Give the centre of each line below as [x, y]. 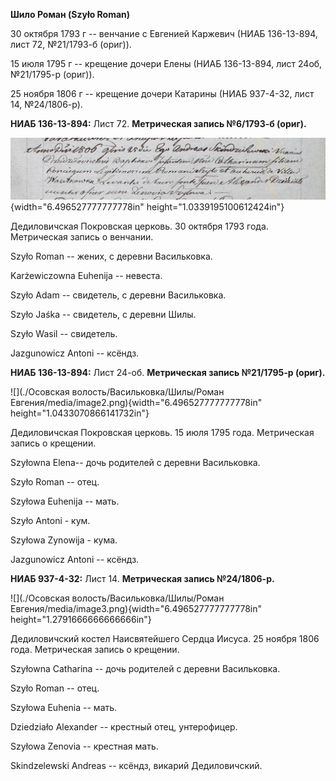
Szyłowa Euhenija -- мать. [65, 501]
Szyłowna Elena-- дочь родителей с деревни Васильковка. [135, 462]
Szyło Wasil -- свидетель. [64, 333]
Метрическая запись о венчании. [82, 236]
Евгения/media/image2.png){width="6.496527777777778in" [136, 402]
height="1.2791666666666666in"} [81, 619]
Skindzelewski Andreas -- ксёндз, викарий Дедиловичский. [136, 765]
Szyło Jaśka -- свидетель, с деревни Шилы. [103, 314]
